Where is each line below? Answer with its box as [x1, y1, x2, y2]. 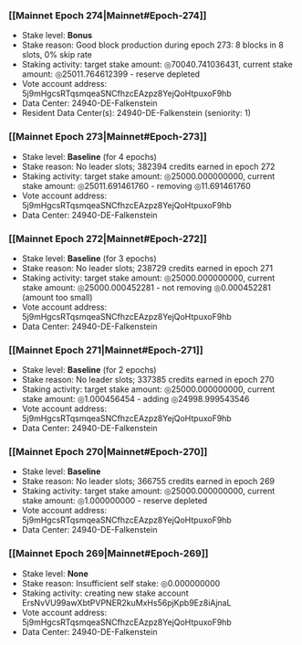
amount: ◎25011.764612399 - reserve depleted [21, 69, 201, 79]
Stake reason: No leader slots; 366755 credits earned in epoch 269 [21, 476, 276, 487]
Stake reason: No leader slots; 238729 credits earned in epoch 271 [21, 262, 274, 273]
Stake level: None [21, 567, 89, 579]
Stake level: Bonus [21, 30, 93, 41]
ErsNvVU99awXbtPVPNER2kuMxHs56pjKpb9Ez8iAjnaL [21, 597, 232, 608]
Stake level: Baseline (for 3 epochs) [21, 252, 157, 264]
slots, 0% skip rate [21, 49, 93, 60]
